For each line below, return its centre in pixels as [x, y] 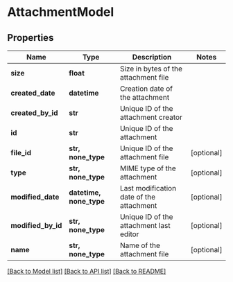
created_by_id [34, 113]
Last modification [148, 188]
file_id [21, 153]
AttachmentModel [61, 12]
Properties [31, 38]
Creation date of [147, 89]
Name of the [140, 245]
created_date [33, 93]
